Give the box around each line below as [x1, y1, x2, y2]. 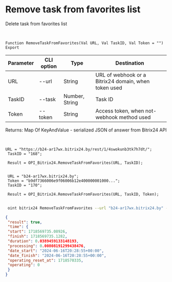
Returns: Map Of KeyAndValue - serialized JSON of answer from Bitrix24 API [5, 127, 167, 133]
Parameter [8, 59, 34, 66]
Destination [115, 59, 144, 66]
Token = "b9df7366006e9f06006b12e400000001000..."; [7, 178, 120, 183]
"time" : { [7, 224, 29, 230]
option [40, 63, 57, 70]
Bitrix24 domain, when [95, 78, 150, 85]
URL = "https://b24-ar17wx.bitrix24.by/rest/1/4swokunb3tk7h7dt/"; [5, 146, 153, 152]
